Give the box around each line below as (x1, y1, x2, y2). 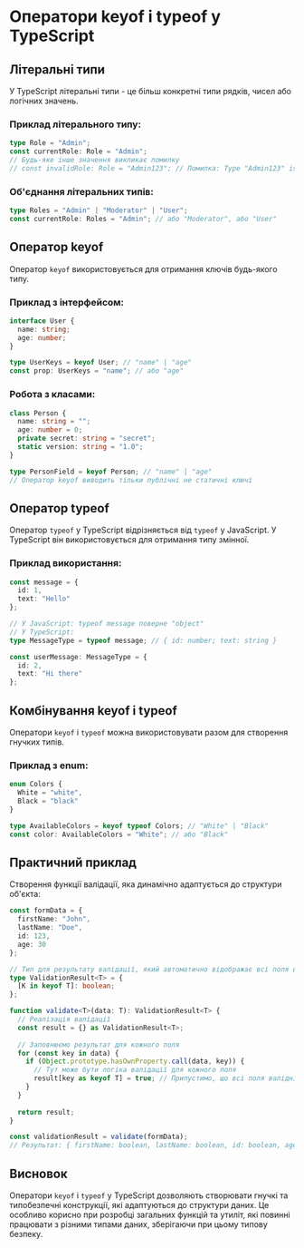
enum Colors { (9, 780, 63, 789)
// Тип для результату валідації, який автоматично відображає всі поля (9, 964, 290, 974)
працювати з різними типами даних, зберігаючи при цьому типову (9, 1218, 269, 1230)
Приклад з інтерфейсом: (9, 296, 125, 308)
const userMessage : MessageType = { (9, 652, 147, 661)
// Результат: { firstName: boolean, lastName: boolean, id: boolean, (9, 1141, 281, 1150)
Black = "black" (17, 796, 79, 806)
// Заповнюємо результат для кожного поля (17, 1040, 180, 1049)
